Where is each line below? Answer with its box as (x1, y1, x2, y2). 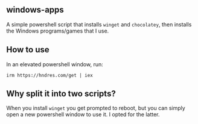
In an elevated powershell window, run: (6, 60, 104, 68)
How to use (6, 45, 49, 55)
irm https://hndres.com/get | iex (6, 72, 94, 78)
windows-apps (6, 5, 65, 15)
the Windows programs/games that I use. (6, 27, 109, 34)
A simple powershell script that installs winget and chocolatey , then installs (6, 20, 192, 28)
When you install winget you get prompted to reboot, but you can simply (6, 105, 185, 112)
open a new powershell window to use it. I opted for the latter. (6, 111, 160, 118)
